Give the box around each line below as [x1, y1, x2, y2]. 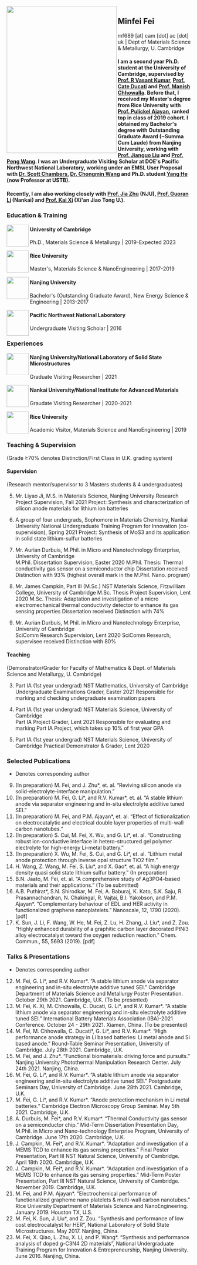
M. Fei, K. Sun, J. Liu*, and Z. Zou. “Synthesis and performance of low [15, 1214, 184, 1222]
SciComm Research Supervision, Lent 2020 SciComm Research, [15, 632, 172, 639]
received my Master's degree [117, 95, 191, 102]
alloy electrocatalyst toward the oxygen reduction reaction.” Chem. [15, 932, 177, 939]
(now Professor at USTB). [6, 176, 70, 184]
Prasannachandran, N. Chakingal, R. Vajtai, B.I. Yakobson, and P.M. [15, 894, 178, 902]
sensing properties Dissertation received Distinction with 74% [15, 608, 165, 615]
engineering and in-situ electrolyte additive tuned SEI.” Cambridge [15, 983, 175, 990]
